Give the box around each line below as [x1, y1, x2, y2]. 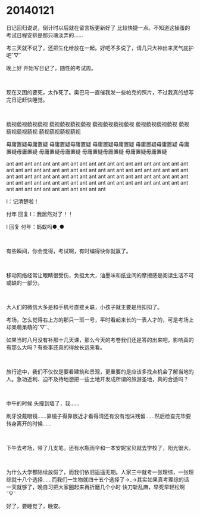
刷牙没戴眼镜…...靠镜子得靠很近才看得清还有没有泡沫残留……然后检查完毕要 [6, 412, 192, 419]
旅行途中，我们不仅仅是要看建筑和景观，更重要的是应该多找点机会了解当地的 [6, 368, 194, 375]
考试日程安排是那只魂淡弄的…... [6, 31, 83, 39]
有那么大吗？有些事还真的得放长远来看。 [6, 344, 105, 351]
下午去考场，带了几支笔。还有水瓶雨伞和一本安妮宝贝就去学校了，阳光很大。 [6, 444, 194, 451]
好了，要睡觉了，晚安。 [6, 502, 64, 510]
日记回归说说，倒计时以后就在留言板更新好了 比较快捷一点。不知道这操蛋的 [6, 24, 190, 31]
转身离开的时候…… [6, 419, 52, 427]
